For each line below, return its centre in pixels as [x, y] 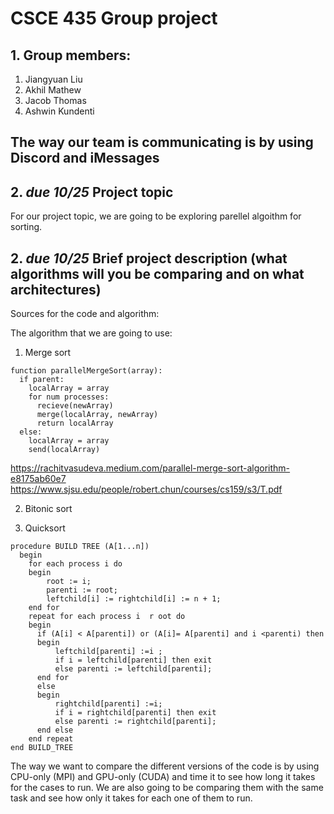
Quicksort [45, 528]
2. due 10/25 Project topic [92, 192]
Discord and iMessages [85, 158]
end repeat [51, 739]
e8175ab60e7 [38, 479]
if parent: [42, 380]
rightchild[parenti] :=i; [108, 704]
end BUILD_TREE [42, 748]
